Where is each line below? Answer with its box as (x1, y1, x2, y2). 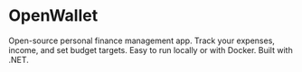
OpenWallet (8, 5, 99, 26)
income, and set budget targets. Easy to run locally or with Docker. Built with (8, 44, 293, 55)
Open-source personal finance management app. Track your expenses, (8, 35, 275, 46)
